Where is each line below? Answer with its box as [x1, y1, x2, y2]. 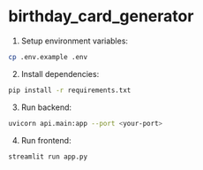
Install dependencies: [20, 68, 100, 79]
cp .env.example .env [8, 52, 88, 61]
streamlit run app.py [8, 152, 88, 161]
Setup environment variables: [20, 35, 129, 46]
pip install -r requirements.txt [8, 86, 132, 95]
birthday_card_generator [8, 6, 194, 27]
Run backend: [20, 102, 72, 112]
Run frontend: [20, 135, 71, 145]
